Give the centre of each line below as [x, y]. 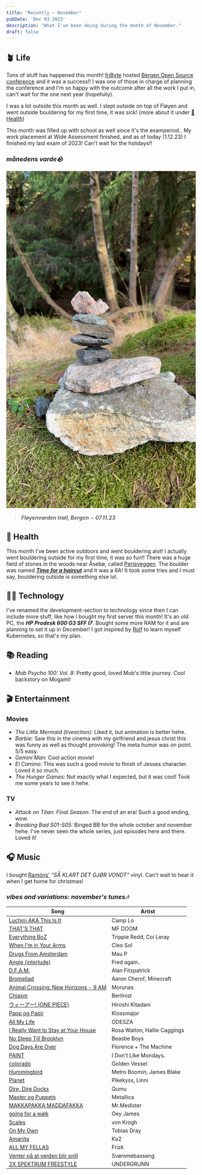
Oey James [126, 1114]
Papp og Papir [26, 1013]
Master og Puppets [32, 1097]
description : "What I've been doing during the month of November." [94, 25]
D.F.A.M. [19, 970]
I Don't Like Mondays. [138, 1055]
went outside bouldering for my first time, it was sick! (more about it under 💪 [101, 113]
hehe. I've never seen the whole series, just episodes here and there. [100, 831]
